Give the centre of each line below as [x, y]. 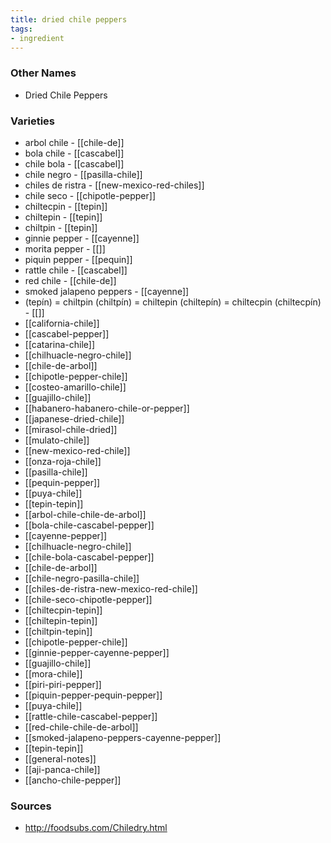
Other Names [43, 73]
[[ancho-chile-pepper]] [73, 780]
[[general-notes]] [60, 758]
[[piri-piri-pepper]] [63, 684]
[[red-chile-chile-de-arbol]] [81, 727]
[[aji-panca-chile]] [62, 769]
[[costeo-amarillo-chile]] [75, 387]
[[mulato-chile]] [57, 440]
